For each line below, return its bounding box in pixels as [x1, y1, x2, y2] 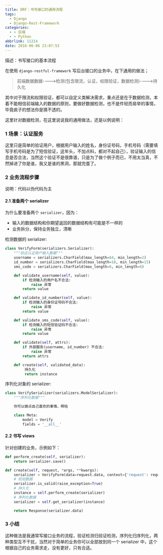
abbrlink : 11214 [5, 39, 38, 44]
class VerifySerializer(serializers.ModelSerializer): [5, 390, 118, 396]
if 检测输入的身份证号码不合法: [22, 300, 79, 305]
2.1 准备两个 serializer [5, 198, 49, 203]
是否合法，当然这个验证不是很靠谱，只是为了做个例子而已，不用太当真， [9, 154, 154, 160]
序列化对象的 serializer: [5, 381, 51, 387]
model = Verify [22, 417, 53, 422]
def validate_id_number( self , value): [14, 296, 92, 300]
